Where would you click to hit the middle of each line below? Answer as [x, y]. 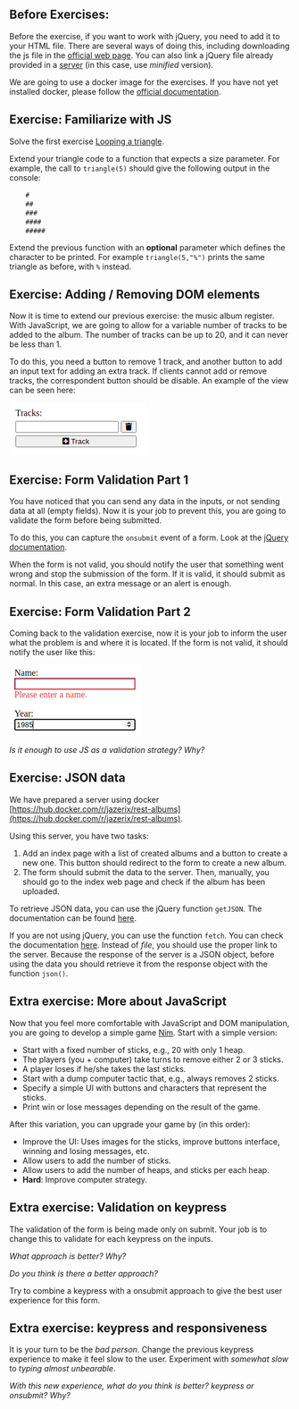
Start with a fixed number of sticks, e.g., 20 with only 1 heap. [133, 1050]
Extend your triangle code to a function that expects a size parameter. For [145, 158]
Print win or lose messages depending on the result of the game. [141, 1107]
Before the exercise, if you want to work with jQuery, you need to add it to [145, 36]
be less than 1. [36, 344]
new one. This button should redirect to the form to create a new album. [154, 863]
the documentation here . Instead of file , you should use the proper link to [144, 945]
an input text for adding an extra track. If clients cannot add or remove [138, 371]
